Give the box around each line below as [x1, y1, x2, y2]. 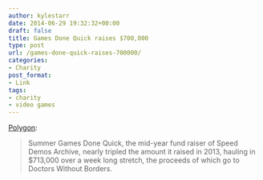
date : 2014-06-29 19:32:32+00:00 [8, 19, 120, 27]
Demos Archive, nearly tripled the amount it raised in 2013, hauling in [27, 147, 256, 157]
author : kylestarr [8, 11, 70, 20]
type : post [8, 42, 45, 50]
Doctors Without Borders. [27, 164, 112, 174]
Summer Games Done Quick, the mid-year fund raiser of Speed [27, 138, 238, 148]
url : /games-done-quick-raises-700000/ [8, 49, 142, 57]
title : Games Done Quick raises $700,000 [8, 34, 149, 42]
